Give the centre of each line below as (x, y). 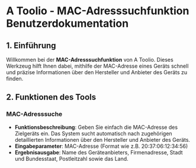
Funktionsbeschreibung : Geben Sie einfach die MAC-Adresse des (96, 127)
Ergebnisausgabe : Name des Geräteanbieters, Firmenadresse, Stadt (99, 152)
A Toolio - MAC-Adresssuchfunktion (98, 11)
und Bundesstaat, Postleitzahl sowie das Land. (71, 159)
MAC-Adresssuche (34, 114)
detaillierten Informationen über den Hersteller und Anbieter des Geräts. (102, 140)
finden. (15, 79)
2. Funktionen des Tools (51, 97)
